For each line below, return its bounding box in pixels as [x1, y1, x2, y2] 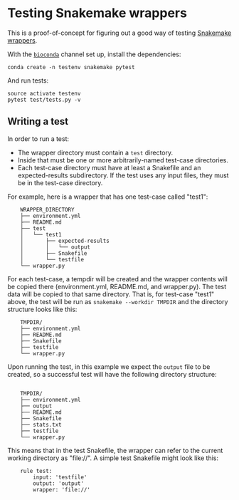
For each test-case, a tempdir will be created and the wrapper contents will [7, 274, 228, 283]
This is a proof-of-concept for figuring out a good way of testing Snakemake [7, 28, 232, 37]
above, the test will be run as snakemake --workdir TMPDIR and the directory [7, 297, 228, 306]
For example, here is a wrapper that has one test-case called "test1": [7, 192, 208, 201]
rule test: [20, 467, 53, 474]
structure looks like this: [7, 305, 78, 313]
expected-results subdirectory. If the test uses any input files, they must [17, 171, 229, 179]
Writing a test [7, 115, 69, 127]
